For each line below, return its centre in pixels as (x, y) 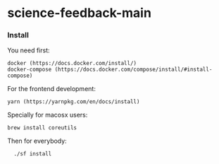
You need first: (29, 50)
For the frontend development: (52, 89)
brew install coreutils (42, 128)
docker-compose (30, 70)
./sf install (33, 154)
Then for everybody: (37, 141)
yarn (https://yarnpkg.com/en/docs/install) (74, 102)
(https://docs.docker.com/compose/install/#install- (133, 70)
